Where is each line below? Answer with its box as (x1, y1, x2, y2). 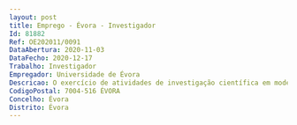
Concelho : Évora (9, 94, 69, 104)
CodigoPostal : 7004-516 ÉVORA (9, 86, 121, 95)
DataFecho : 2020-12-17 (9, 54, 93, 62)
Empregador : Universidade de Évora (9, 70, 141, 79)
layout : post (9, 12, 57, 22)
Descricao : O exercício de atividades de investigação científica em (9, 78, 271, 87)
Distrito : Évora (9, 103, 69, 112)
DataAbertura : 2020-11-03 (9, 46, 104, 55)
